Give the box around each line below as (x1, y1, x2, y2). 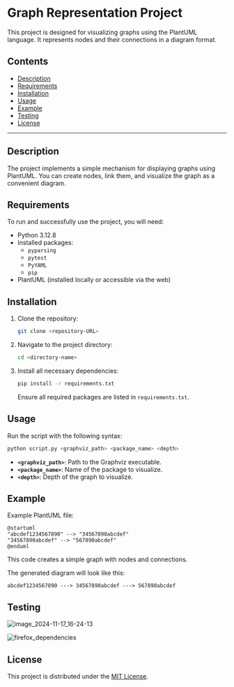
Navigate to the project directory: (17, 341, 113, 349)
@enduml (7, 543, 30, 550)
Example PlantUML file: (7, 511, 75, 519)
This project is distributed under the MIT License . (7, 672, 148, 680)
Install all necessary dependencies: (17, 367, 119, 375)
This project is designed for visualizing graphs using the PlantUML (7, 28, 198, 36)
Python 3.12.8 (17, 231, 57, 239)
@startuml (7, 525, 36, 532)
